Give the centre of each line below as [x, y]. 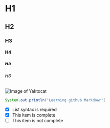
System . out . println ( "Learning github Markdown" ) [55, 100]
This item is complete [34, 115]
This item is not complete [38, 120]
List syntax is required [34, 109]
